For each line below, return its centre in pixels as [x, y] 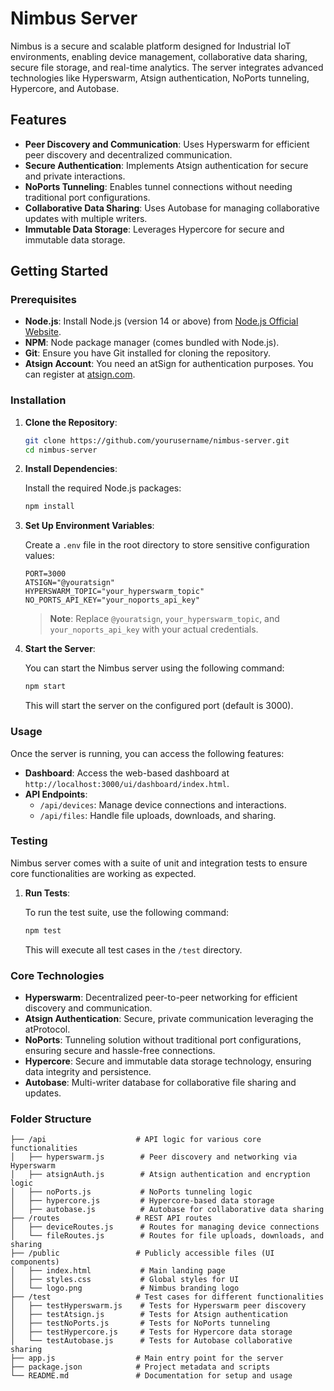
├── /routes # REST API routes [111, 1218]
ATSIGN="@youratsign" [69, 583]
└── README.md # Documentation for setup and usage [151, 1376]
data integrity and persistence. [88, 1071]
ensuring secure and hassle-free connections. [120, 1050]
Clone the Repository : [71, 422]
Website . [43, 332]
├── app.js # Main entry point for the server [147, 1358]
